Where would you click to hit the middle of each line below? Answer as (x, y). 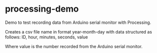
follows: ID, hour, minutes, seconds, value (47, 37)
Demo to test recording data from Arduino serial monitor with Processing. (78, 22)
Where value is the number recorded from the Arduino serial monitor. (74, 46)
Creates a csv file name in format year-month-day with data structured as (78, 32)
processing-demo (42, 9)
